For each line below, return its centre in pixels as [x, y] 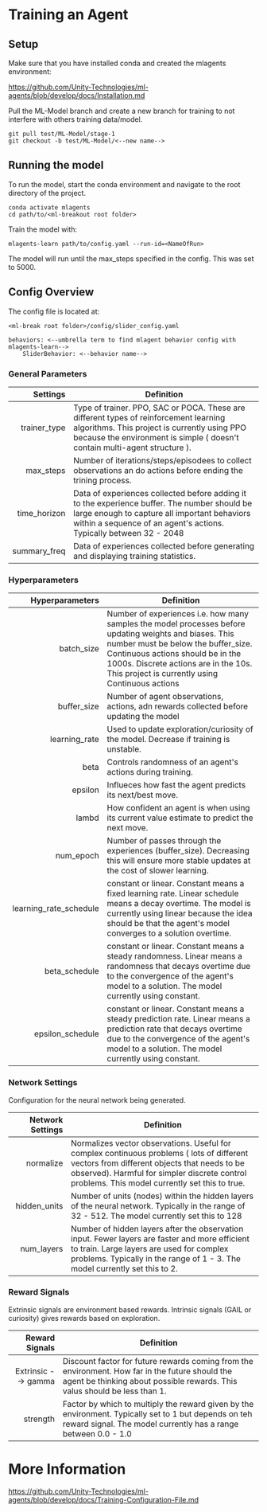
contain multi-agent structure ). [133, 447]
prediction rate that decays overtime [174, 1029]
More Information [67, 1469]
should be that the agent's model [168, 924]
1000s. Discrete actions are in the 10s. [180, 664]
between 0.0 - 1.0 [97, 1433]
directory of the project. [47, 193]
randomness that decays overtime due [179, 967]
